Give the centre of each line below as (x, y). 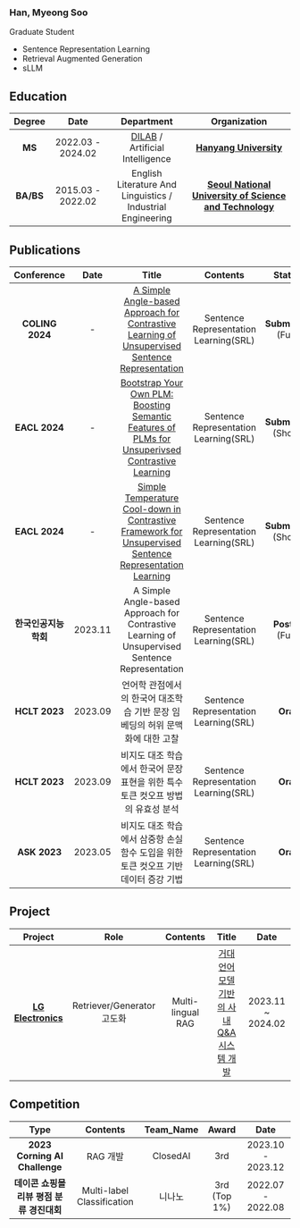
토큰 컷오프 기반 (152, 866)
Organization (239, 122)
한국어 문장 (162, 769)
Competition (45, 1104)
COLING (39, 324)
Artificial (147, 147)
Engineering (147, 218)
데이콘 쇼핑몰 (40, 1183)
